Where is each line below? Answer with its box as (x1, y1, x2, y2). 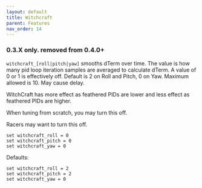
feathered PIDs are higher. (6, 97, 71, 104)
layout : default (6, 8, 47, 15)
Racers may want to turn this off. (6, 121, 88, 128)
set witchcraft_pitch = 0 (6, 138, 71, 144)
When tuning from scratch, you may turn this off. (6, 109, 128, 116)
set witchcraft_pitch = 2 (6, 170, 71, 176)
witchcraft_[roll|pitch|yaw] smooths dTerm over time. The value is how (6, 59, 191, 67)
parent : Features (6, 20, 50, 26)
